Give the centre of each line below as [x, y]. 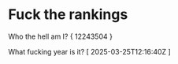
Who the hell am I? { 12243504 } [60, 36]
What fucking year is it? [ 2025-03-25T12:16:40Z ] [89, 51]
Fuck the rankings [68, 15]
